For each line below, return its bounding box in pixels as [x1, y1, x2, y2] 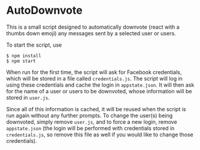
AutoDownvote [6, 4, 83, 17]
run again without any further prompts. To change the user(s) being [6, 112, 173, 119]
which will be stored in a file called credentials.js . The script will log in [6, 75, 183, 82]
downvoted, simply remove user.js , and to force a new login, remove [6, 118, 178, 125]
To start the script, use [6, 41, 62, 48]
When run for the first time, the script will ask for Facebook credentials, [6, 68, 182, 75]
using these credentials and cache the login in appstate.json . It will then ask [6, 81, 195, 88]
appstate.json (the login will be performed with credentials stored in [6, 124, 175, 131]
